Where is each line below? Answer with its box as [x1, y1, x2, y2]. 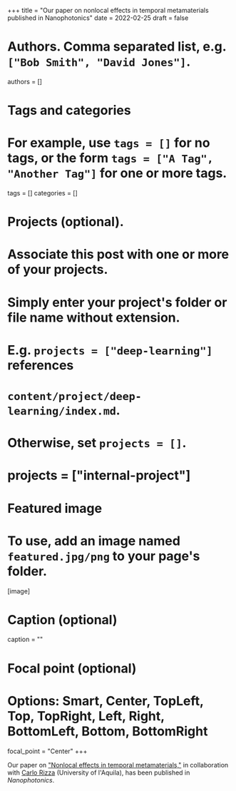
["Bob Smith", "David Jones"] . [7, 53, 191, 70]
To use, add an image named [7, 533, 180, 548]
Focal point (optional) [7, 660, 137, 676]
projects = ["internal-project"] [7, 467, 191, 484]
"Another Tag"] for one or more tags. [7, 165, 227, 181]
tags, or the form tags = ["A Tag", [7, 150, 214, 166]
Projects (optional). [7, 214, 125, 230]
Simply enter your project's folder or [7, 294, 227, 310]
